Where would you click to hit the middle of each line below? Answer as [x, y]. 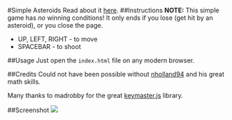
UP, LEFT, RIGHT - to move [57, 39]
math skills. [24, 82]
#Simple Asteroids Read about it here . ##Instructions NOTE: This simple [114, 10]
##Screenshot [28, 110]
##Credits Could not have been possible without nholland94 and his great [116, 74]
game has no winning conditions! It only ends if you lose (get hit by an [110, 18]
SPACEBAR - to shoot [49, 47]
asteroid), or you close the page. [55, 25]
